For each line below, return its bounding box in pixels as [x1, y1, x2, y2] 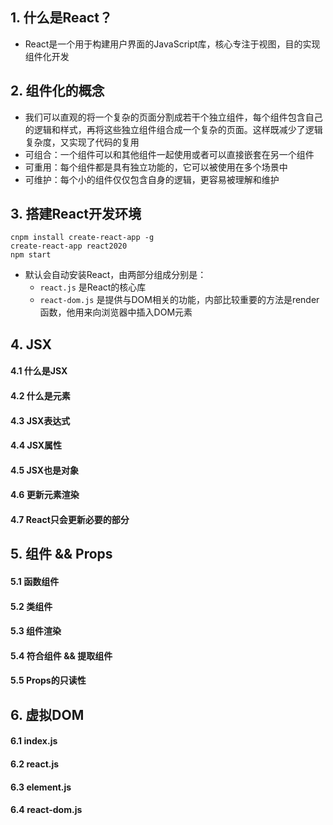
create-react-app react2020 [10, 241, 128, 252]
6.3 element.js [10, 781, 72, 793]
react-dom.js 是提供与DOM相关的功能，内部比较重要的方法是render [39, 294, 320, 306]
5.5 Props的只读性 [10, 674, 87, 687]
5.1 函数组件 [10, 575, 60, 587]
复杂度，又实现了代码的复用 [24, 136, 140, 148]
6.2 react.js [10, 758, 60, 770]
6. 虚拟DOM [10, 706, 85, 723]
